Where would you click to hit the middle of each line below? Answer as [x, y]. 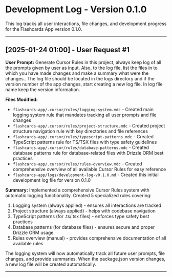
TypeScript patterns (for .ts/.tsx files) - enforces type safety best [81, 216]
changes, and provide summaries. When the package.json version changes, [85, 259]
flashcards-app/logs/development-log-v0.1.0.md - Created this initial [85, 175]
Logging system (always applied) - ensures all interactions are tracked [87, 205]
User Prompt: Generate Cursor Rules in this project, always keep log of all [83, 62]
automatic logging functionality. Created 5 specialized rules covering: [79, 195]
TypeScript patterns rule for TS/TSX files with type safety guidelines [85, 142]
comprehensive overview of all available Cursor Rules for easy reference [89, 169]
